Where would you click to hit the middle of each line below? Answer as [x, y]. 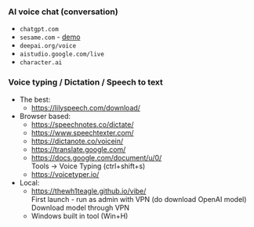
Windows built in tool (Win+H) [80, 216]
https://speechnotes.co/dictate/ [82, 124]
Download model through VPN [80, 207]
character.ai [41, 63]
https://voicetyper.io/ [65, 174]
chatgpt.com [39, 30]
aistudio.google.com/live [62, 54]
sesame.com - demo [50, 37]
